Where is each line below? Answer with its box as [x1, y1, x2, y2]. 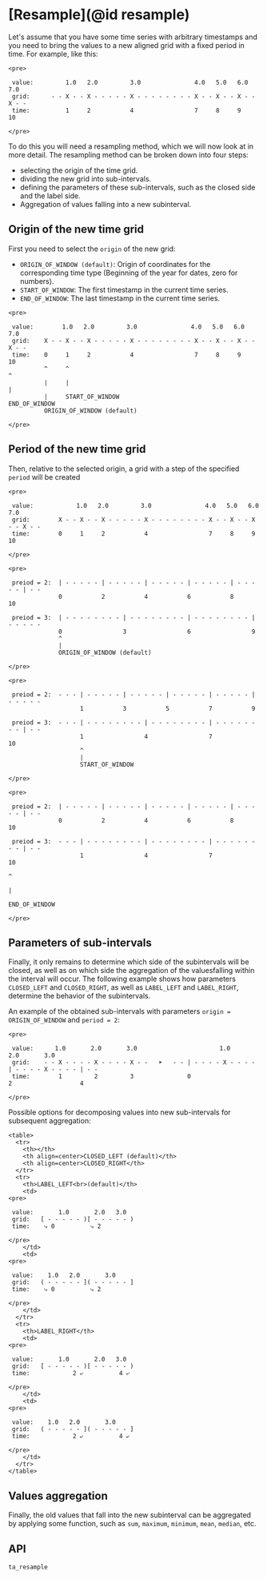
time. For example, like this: [8, 49, 98, 58]
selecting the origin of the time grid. [19, 165, 138, 175]
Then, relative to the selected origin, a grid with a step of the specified [8, 464, 240, 473]
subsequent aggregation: [8, 1116, 91, 1126]
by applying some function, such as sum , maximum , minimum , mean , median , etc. [8, 1519, 257, 1529]
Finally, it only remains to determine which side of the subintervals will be [8, 957, 249, 967]
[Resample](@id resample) [8, 6, 190, 24]
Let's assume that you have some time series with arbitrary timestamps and [8, 32, 257, 42]
